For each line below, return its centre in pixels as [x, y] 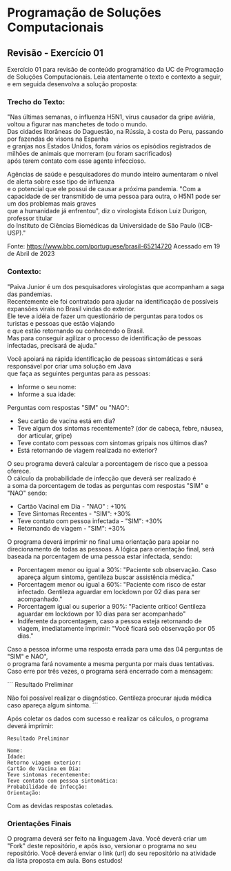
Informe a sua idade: [46, 394]
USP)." [17, 233]
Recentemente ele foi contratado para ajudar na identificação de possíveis [113, 301]
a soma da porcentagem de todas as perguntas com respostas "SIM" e [108, 485]
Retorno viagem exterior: [44, 763]
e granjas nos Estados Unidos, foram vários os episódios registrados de [109, 146]
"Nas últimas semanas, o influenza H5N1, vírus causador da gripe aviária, [111, 117]
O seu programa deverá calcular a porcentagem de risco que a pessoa [108, 463]
